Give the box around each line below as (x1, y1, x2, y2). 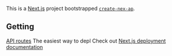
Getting (6, 22, 34, 32)
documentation (6, 43, 43, 50)
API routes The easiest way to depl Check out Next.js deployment (6, 37, 166, 44)
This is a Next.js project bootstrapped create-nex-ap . (6, 5, 135, 12)
